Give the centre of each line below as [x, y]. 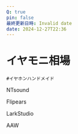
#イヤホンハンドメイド [30, 79]
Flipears [16, 102]
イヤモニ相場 [38, 61]
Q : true [16, 12]
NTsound [18, 90]
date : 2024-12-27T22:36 [37, 29]
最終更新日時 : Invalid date [39, 23]
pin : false [20, 18]
